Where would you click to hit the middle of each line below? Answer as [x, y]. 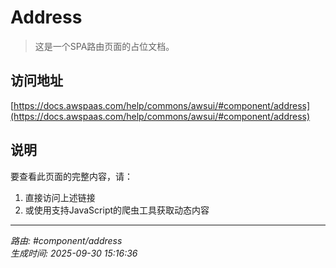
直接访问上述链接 [60, 197]
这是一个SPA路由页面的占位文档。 [104, 46]
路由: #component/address [66, 240]
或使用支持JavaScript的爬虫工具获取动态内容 [117, 210]
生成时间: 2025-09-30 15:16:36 [74, 253]
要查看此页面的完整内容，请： [71, 176]
